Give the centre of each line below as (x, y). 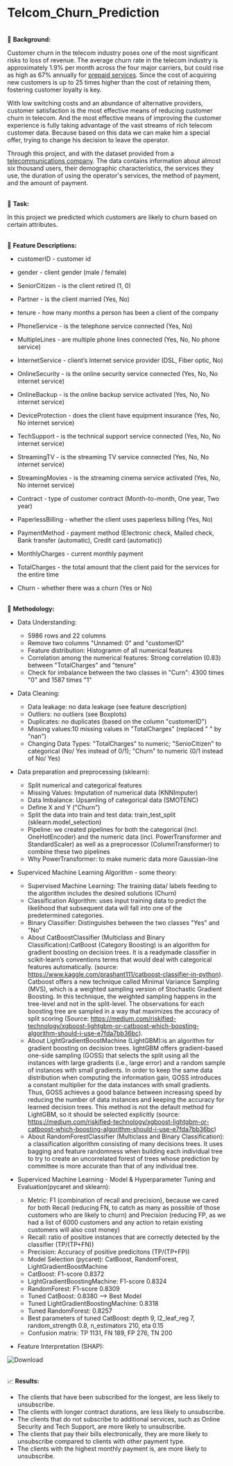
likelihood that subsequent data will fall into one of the (105, 907)
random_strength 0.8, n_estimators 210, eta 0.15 (96, 1325)
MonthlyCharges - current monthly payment (80, 554)
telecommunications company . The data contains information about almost (114, 160)
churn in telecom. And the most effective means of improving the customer (114, 118)
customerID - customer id (54, 259)
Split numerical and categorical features (85, 785)
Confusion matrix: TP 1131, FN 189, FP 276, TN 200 (100, 1333)
